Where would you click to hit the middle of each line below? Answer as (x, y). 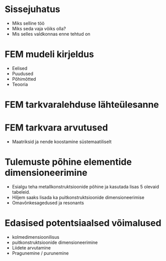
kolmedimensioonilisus (36, 237)
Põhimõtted (24, 79)
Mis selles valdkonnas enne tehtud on (51, 34)
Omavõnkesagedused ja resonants (48, 203)
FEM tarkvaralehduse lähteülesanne (82, 105)
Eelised (20, 68)
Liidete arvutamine (31, 247)
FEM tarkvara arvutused (56, 128)
